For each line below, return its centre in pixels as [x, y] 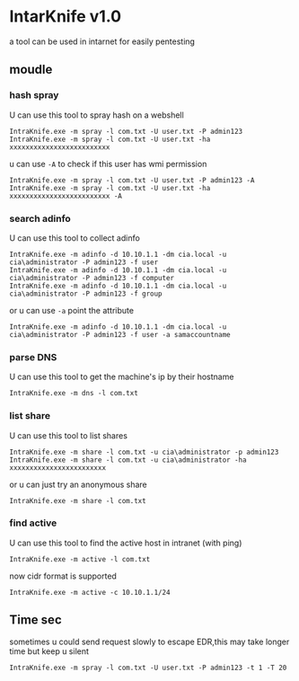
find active [33, 523]
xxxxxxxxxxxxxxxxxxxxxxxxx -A [66, 196]
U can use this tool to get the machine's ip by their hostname [122, 377]
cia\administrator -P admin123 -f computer [92, 278]
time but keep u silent [49, 651]
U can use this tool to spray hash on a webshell [97, 115]
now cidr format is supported [63, 576]
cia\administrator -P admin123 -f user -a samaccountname [120, 334]
